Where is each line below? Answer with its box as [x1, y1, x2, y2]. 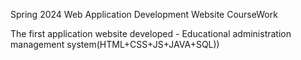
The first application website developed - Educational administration [10, 28, 292, 39]
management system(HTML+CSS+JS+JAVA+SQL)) [10, 39, 220, 50]
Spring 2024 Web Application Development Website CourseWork [10, 9, 278, 20]
